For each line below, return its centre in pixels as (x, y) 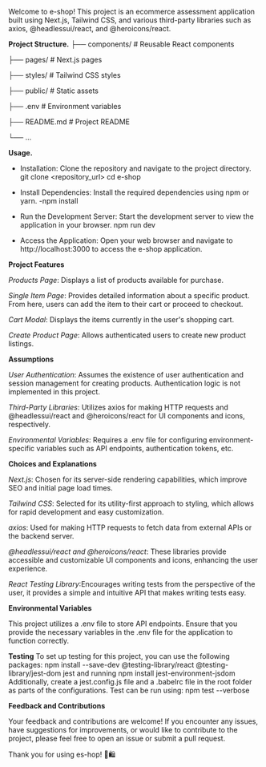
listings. (21, 343)
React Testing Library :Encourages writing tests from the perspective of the (132, 584)
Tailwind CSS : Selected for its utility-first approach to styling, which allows (131, 503)
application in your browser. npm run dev (88, 225)
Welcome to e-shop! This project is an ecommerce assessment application (131, 12)
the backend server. (41, 536)
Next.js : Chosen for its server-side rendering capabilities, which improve (128, 479)
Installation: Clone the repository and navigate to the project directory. (135, 168)
